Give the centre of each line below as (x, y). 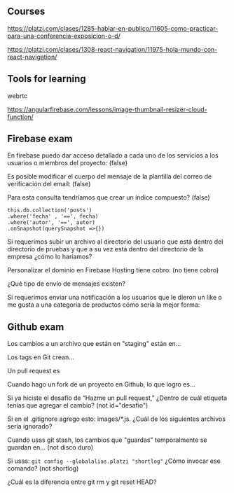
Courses (26, 12)
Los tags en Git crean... (41, 357)
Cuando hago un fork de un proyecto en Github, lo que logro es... (101, 384)
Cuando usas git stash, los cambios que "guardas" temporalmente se (107, 440)
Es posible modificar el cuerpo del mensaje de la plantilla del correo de (110, 176)
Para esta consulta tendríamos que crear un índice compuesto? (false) (109, 197)
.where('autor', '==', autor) (51, 223)
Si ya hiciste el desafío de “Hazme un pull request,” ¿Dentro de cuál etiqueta (117, 398)
